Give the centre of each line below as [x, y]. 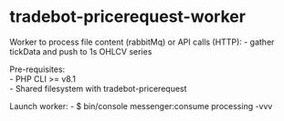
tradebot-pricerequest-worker [128, 17]
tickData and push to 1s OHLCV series [81, 51]
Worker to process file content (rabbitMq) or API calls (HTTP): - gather [142, 42]
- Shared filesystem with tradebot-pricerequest [98, 88]
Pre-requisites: [37, 69]
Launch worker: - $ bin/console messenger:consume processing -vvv [141, 106]
